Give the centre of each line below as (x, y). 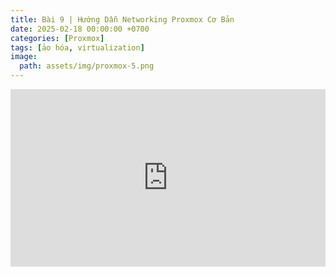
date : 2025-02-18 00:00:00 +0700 (80, 29)
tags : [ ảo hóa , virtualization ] (77, 47)
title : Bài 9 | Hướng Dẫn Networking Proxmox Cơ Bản (122, 19)
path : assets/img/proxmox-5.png (87, 66)
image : (24, 57)
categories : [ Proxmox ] (57, 38)
